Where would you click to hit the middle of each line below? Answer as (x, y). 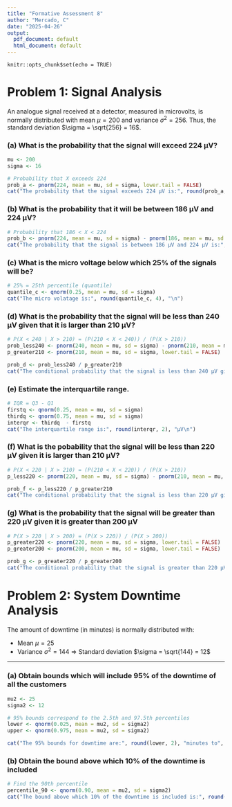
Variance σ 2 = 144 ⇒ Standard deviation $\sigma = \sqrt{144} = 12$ (114, 650)
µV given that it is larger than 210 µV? (71, 325)
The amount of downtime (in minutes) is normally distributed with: (101, 629)
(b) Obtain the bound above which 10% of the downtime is (106, 761)
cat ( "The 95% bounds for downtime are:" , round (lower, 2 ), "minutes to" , (116, 743)
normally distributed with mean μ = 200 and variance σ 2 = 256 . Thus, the (112, 119)
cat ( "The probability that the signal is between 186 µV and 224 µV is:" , (117, 245)
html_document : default (47, 46)
